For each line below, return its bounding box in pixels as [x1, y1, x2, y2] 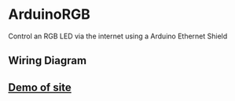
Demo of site [8, 81, 72, 94]
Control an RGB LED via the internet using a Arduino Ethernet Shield [8, 31, 228, 41]
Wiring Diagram [8, 54, 87, 67]
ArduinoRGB [8, 5, 90, 23]
